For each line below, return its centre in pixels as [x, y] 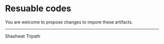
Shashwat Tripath [23, 36]
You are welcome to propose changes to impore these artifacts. [69, 22]
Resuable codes [38, 9]
